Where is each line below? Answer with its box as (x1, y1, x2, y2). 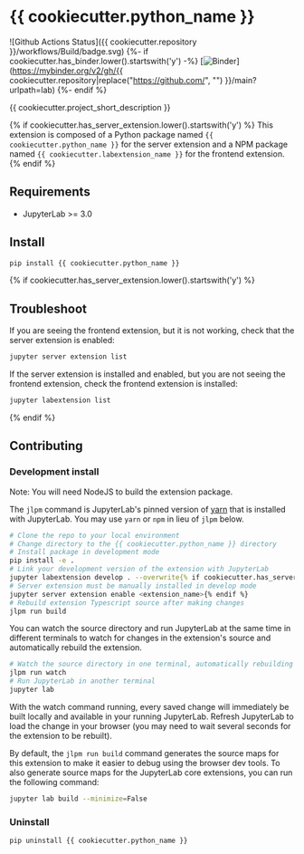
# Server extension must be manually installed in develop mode (9, 581, 257, 590)
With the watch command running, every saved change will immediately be (9, 701, 290, 712)
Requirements (9, 184, 90, 200)
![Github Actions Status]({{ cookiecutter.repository (9, 36, 197, 47)
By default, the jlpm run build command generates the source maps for (9, 747, 280, 758)
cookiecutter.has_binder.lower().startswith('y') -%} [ (9, 55, 204, 66)
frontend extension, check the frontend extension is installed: (9, 379, 238, 389)
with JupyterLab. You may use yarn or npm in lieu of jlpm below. (9, 513, 244, 524)
